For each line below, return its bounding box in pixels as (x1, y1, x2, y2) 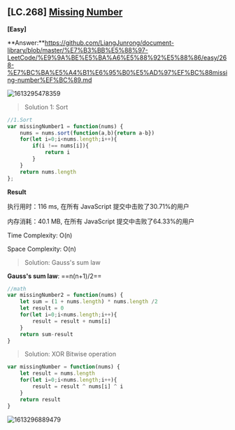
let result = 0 (20, 305, 64, 312)
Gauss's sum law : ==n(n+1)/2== (7, 272, 102, 280)
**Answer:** (7, 39, 45, 47)
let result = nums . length (20, 370, 96, 377)
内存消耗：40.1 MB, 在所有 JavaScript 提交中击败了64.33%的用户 (7, 217, 194, 226)
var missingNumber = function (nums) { (7, 363, 120, 370)
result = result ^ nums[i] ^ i (32, 383, 124, 390)
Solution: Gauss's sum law (24, 258, 101, 266)
